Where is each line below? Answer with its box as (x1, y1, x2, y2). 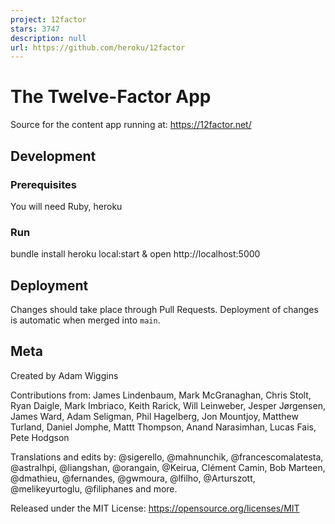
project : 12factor (10, 14, 87, 25)
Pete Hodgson (10, 431, 70, 443)
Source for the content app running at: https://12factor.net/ (10, 119, 252, 131)
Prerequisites (10, 177, 77, 191)
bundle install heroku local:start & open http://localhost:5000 (10, 248, 261, 260)
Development (10, 147, 97, 165)
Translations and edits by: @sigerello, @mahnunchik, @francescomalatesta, (10, 451, 324, 463)
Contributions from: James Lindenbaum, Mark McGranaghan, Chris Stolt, (10, 389, 312, 401)
